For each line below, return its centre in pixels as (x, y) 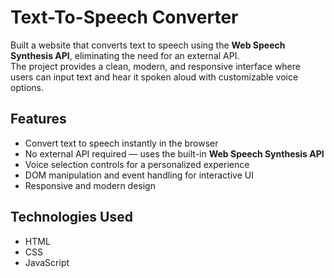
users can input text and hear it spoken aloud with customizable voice (154, 77)
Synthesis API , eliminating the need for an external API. (125, 55)
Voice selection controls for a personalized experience (137, 164)
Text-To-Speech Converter (124, 17)
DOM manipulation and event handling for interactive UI (139, 175)
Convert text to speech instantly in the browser (121, 143)
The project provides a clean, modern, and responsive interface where (155, 66)
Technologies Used (71, 217)
